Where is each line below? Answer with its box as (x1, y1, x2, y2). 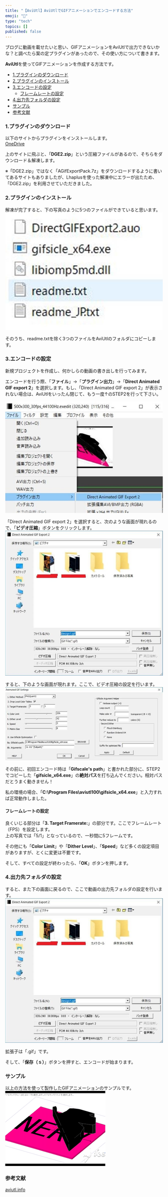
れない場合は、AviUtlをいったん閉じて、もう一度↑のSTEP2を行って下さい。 (5, 391, 161, 397)
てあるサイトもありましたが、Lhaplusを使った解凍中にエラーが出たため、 (5, 174, 157, 180)
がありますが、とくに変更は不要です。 (5, 849, 83, 855)
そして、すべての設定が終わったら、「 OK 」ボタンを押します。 (5, 860, 131, 866)
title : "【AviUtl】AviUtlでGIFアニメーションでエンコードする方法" (5, 8, 133, 13)
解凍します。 (31, 158, 57, 164)
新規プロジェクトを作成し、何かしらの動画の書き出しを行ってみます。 (5, 368, 149, 374)
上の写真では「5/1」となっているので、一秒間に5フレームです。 (5, 832, 135, 838)
